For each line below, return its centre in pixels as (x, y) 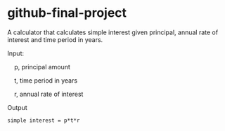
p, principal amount (42, 67)
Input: (16, 53)
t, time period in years (46, 80)
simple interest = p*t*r (44, 120)
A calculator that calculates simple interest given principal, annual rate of (113, 32)
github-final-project (67, 13)
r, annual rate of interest (49, 94)
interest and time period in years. (55, 39)
